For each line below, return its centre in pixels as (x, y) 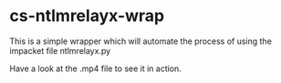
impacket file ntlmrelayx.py (60, 50)
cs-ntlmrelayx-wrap (87, 16)
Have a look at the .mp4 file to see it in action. (96, 68)
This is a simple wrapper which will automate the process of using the (140, 41)
